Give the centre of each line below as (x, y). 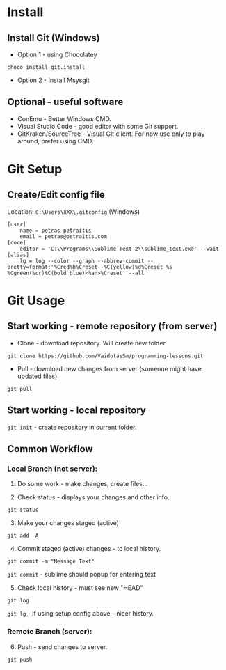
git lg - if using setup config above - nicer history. (81, 614)
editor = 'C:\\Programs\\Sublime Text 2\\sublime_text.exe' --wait (119, 249)
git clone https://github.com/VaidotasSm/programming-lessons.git (105, 356)
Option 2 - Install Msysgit (54, 80)
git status (23, 510)
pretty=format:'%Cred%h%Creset (53, 267)
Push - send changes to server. (62, 647)
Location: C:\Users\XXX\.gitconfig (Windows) (74, 211)
